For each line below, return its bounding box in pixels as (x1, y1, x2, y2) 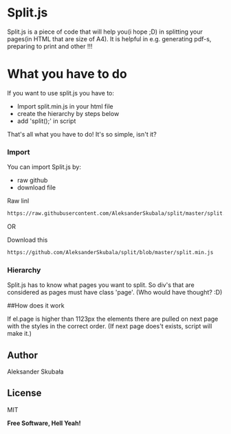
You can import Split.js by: (7, 163, 81, 171)
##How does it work (7, 301, 65, 310)
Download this (7, 236, 48, 244)
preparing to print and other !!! (7, 42, 93, 50)
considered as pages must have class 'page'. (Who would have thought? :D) (7, 288, 223, 297)
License (7, 387, 42, 399)
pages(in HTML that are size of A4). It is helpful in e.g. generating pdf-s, (7, 34, 212, 43)
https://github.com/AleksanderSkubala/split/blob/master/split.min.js (7, 249, 214, 256)
